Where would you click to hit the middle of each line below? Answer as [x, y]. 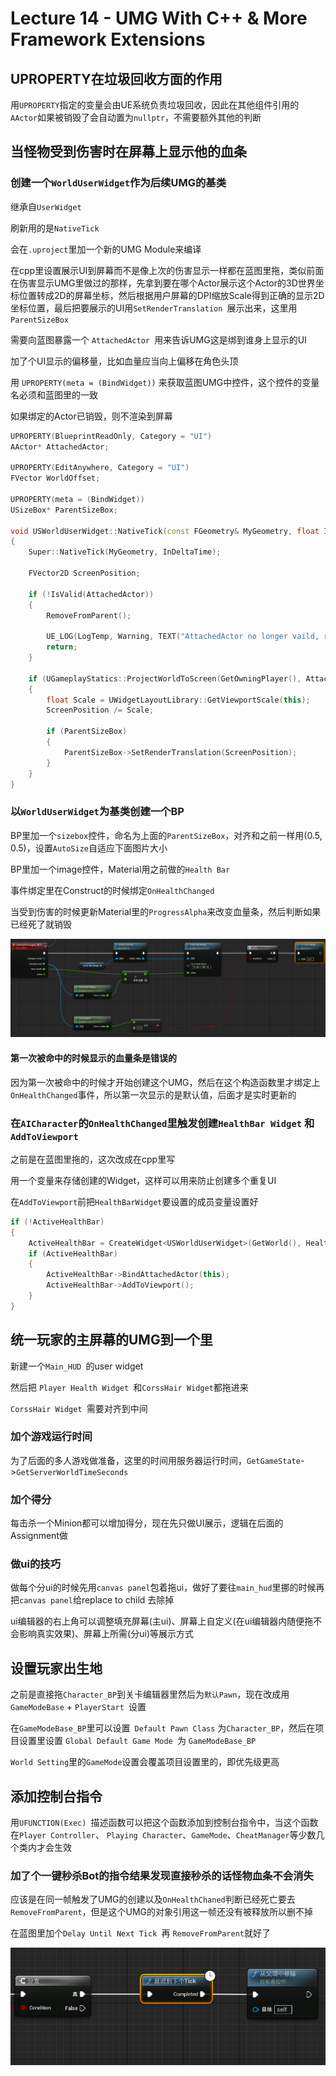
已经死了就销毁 [41, 924]
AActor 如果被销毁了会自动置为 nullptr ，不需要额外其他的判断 [136, 117]
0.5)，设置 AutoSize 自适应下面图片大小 [89, 848]
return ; [62, 647]
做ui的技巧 [36, 1564]
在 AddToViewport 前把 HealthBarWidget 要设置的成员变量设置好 [134, 1201]
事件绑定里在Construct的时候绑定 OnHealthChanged [112, 890]
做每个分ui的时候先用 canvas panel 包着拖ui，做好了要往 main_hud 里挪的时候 [163, 1588]
